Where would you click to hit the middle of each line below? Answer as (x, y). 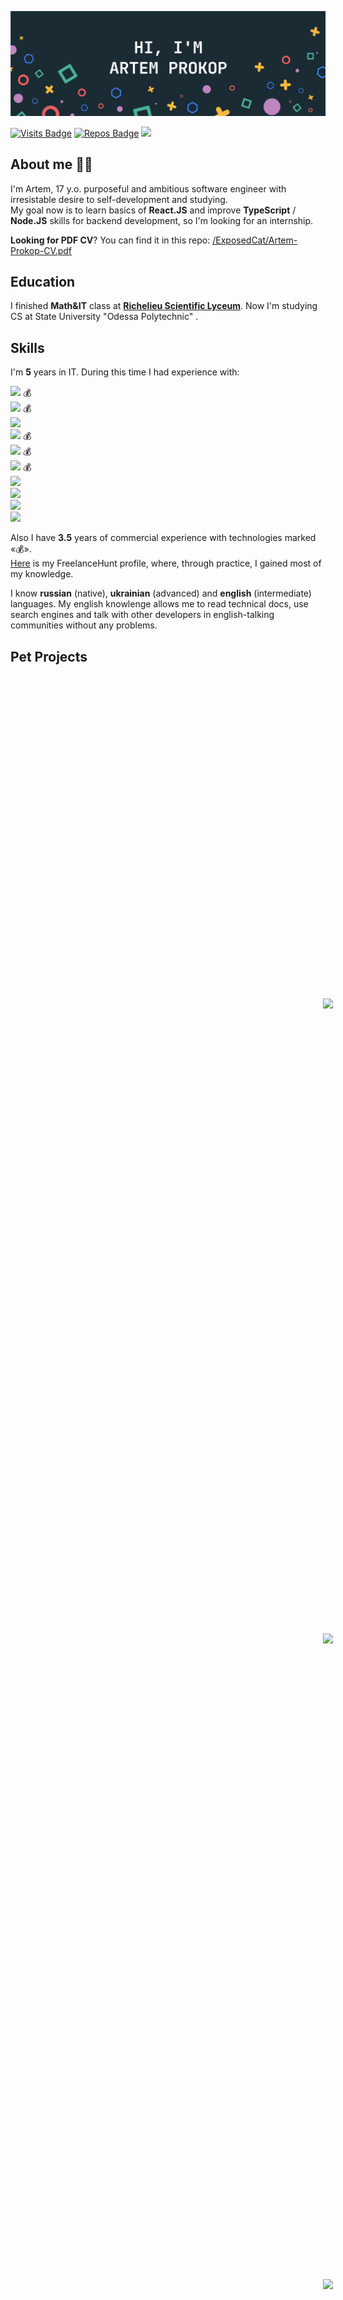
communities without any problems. (84, 625)
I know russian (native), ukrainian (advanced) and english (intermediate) (161, 593)
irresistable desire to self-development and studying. (119, 199)
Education (43, 282)
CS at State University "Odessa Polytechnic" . (104, 317)
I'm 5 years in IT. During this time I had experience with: (125, 372)
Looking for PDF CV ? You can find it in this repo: (110, 240)
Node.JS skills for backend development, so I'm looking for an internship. (162, 220)
